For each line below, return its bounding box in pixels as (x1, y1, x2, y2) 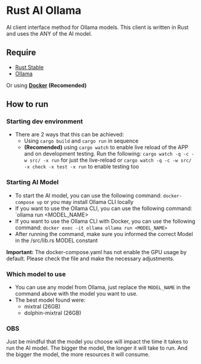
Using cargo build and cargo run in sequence (24, 137, 139, 145)
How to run (6, 99, 49, 109)
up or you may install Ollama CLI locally (37, 198, 134, 205)
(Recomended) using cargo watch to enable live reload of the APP (24, 144, 189, 151)
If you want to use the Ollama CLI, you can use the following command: (14, 205, 193, 212)
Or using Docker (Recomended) (6, 81, 87, 89)
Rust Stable (14, 63, 44, 71)
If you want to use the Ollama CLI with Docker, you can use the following (14, 217, 196, 225)
